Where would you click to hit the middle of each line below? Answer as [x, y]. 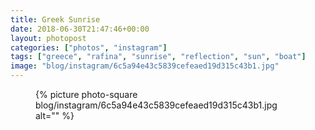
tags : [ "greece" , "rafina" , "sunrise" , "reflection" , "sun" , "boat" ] [158, 57]
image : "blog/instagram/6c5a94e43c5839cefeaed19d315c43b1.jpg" [145, 66]
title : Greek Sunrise [55, 19]
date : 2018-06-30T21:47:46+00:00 [80, 29]
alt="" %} [55, 115]
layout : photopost [48, 38]
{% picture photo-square [86, 94]
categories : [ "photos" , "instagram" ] [89, 47]
